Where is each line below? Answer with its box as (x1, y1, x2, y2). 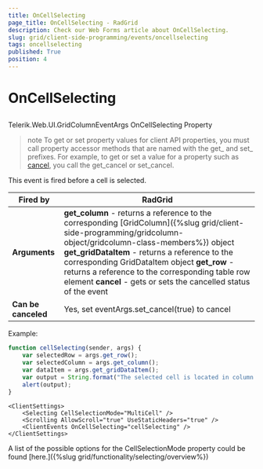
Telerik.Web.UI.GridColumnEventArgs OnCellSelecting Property (8, 120, 213, 130)
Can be (12, 299, 39, 310)
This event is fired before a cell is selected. (8, 176, 147, 185)
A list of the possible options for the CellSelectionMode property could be (8, 443, 246, 453)
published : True (8, 48, 61, 56)
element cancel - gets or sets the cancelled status (63, 277, 250, 288)
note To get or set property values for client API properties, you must (27, 135, 250, 145)
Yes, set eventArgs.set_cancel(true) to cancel (63, 304, 231, 315)
